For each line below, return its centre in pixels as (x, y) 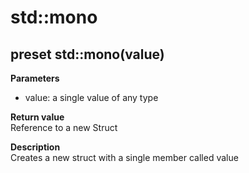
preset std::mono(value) (87, 54)
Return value (37, 117)
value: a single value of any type (91, 97)
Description (35, 147)
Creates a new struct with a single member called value (124, 157)
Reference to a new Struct (64, 127)
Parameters (35, 78)
